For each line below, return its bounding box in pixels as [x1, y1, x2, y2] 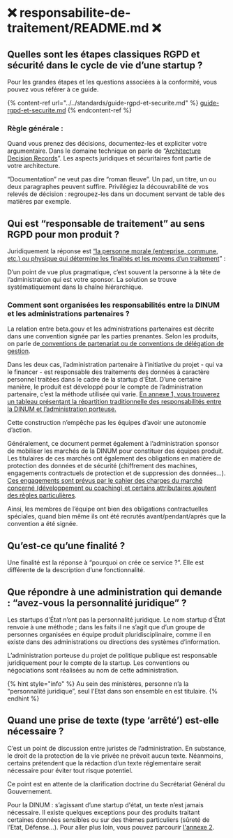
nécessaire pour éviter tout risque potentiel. [7, 766, 133, 775]
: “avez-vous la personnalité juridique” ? [7, 597, 187, 608]
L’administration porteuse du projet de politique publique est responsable [7, 651, 218, 660]
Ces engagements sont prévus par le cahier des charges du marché [7, 477, 203, 485]
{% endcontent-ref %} [67, 106, 133, 114]
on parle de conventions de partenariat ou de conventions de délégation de [7, 340, 225, 348]
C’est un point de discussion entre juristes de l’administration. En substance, [7, 744, 227, 752]
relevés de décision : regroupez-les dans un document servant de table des [7, 190, 225, 198]
